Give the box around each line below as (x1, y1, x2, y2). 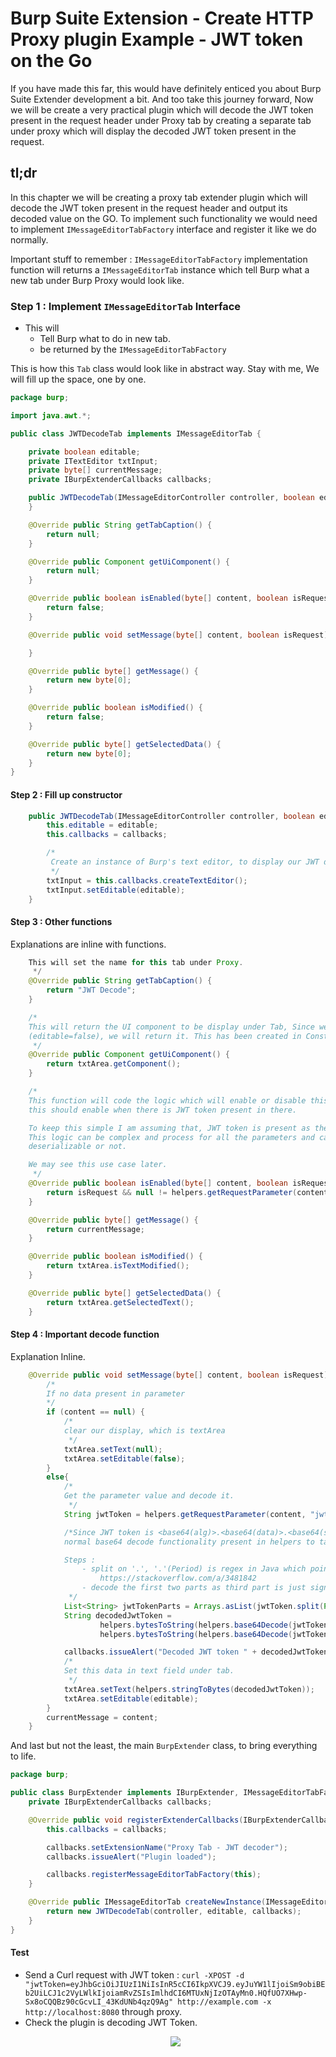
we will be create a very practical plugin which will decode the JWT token (10, 103, 314, 116)
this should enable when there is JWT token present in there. (28, 1105, 298, 1115)
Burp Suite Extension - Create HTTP (10, 7, 314, 30)
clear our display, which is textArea (63, 1426, 226, 1436)
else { (46, 1472, 70, 1482)
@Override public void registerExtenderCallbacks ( (28, 1815, 244, 1825)
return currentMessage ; (46, 1224, 145, 1234)
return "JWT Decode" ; (46, 985, 137, 996)
